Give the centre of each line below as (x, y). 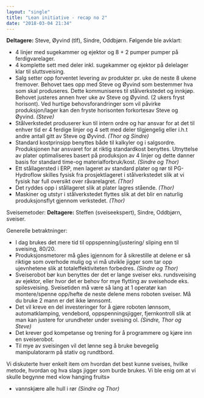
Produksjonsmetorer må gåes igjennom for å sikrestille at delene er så (103, 255)
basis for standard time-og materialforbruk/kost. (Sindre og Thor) (97, 162)
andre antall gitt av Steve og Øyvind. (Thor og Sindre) (82, 136)
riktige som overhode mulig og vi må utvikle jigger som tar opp (93, 262)
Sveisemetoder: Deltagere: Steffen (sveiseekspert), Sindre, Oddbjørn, (94, 213)
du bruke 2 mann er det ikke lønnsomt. (64, 301)
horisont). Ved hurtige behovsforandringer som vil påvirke (88, 104)
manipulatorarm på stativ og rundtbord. (65, 352)
